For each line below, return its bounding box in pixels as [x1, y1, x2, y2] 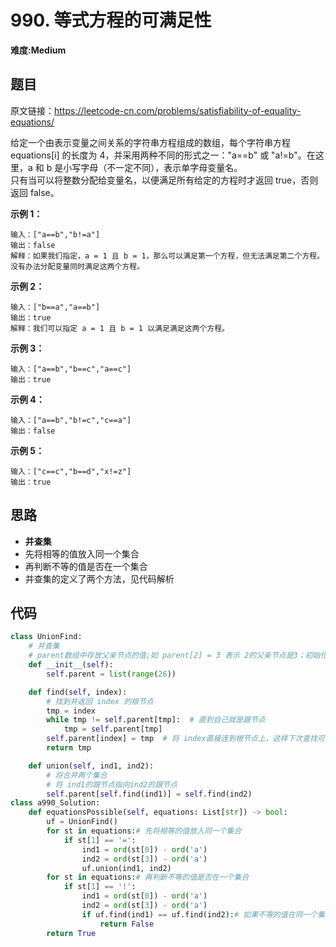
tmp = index [46, 706, 97, 716]
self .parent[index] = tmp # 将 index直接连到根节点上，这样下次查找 [46, 734, 318, 744]
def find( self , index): [28, 687, 128, 697]
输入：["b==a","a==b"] [10, 302, 101, 312]
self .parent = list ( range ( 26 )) [46, 669, 177, 679]
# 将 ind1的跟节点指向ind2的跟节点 [46, 779, 178, 790]
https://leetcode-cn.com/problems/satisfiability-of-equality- [54, 104, 302, 116]
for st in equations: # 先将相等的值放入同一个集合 [46, 826, 242, 836]
